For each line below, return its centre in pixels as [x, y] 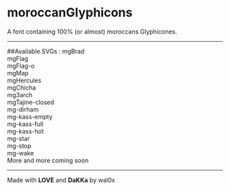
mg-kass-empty [30, 116]
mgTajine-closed [31, 102]
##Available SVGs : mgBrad [46, 51]
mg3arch [20, 94]
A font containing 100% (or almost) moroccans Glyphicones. [92, 31]
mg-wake [21, 153]
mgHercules [24, 80]
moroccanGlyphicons [70, 13]
